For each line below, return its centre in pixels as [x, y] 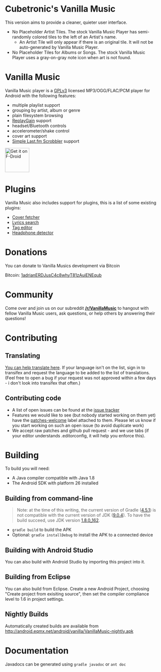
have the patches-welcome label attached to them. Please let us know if [84, 420]
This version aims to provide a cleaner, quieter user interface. [66, 22]
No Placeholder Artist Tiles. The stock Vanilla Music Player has [74, 32]
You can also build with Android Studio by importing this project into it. [75, 562]
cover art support [29, 136]
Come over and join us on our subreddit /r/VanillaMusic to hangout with [77, 308]
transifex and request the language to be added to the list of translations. [78, 372]
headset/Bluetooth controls [39, 126]
